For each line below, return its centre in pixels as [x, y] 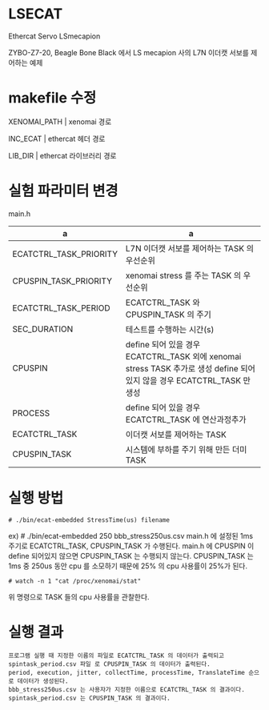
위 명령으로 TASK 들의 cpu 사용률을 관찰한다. [79, 596]
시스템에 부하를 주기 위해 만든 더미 [186, 449]
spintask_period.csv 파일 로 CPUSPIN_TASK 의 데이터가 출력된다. [109, 664]
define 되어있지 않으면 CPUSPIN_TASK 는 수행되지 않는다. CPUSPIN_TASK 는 [131, 556]
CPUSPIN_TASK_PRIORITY [62, 281]
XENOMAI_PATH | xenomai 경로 [60, 122]
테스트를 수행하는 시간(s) [170, 329]
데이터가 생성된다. [43, 681]
